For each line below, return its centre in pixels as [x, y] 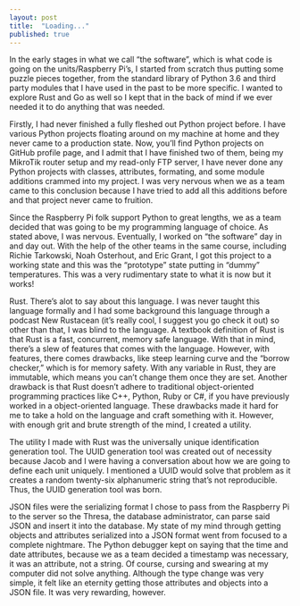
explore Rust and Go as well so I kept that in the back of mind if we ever [141, 97]
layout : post [33, 17]
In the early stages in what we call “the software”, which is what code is [141, 60]
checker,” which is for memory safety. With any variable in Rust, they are [143, 368]
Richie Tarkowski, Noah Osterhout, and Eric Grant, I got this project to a [141, 256]
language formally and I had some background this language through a [140, 311]
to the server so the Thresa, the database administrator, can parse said [140, 517]
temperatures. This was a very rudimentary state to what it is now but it [140, 274]
